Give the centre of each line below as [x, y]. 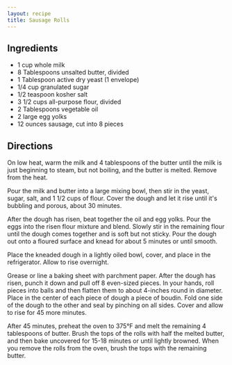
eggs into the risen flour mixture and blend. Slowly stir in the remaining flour [116, 227]
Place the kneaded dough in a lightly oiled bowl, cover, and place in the [109, 255]
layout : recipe [29, 14]
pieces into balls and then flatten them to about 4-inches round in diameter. [115, 291]
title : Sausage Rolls [39, 20]
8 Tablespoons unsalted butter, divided [73, 72]
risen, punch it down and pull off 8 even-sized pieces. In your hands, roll [111, 283]
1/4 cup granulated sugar [53, 87]
